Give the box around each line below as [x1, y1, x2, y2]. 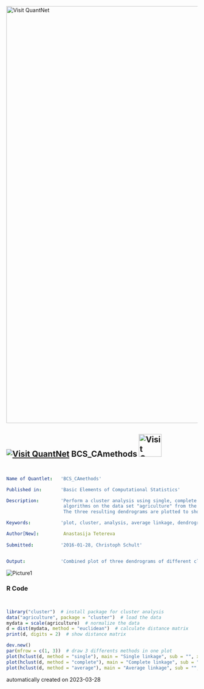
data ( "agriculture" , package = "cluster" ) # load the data [6, 614, 162, 620]
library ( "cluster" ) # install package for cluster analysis [6, 608, 165, 615]
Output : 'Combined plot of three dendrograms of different [6, 558, 191, 564]
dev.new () [6, 642, 32, 648]
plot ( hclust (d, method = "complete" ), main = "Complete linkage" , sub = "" [6, 659, 202, 665]
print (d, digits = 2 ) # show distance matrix [6, 631, 126, 637]
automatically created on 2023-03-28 [6, 676, 101, 683]
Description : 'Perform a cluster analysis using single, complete [6, 497, 197, 503]
